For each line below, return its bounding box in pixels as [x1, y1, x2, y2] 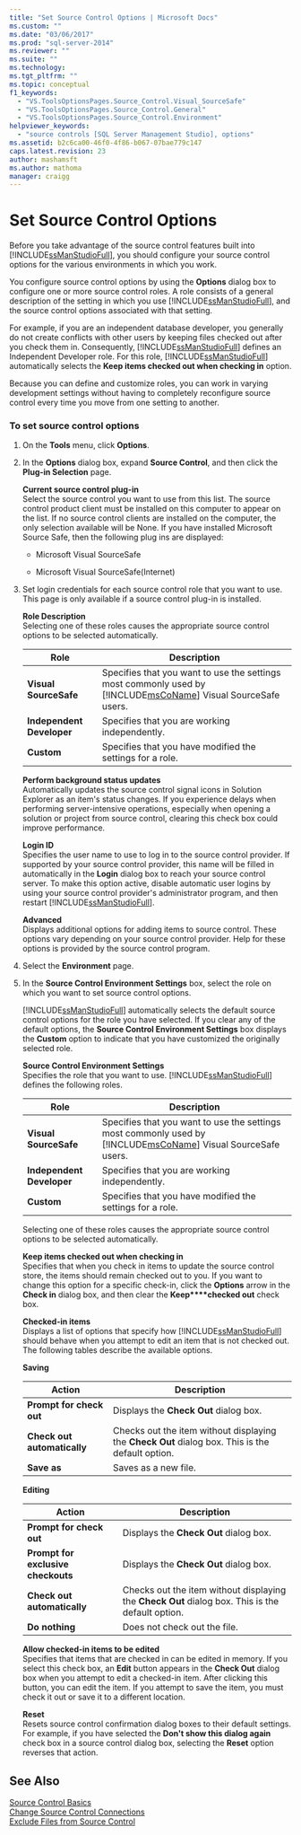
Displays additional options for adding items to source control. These [21, 924, 277, 935]
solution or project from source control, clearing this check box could [21, 813, 279, 824]
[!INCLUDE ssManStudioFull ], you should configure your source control [9, 250, 271, 260]
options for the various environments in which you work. [9, 259, 218, 270]
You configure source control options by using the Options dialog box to [9, 277, 277, 287]
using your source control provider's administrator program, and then [21, 888, 279, 899]
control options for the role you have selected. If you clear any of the [21, 1014, 276, 1025]
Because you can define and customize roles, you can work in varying [9, 378, 269, 389]
